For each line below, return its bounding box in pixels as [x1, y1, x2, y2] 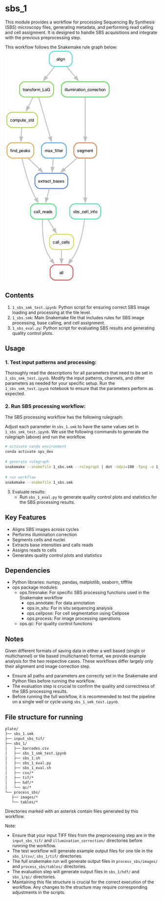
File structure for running [5, 713, 83, 721]
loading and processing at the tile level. [12, 309, 91, 315]
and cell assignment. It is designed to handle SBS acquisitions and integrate [5, 29, 158, 35]
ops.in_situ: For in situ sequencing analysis [26, 605, 113, 611]
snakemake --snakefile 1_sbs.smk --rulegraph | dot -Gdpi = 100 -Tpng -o [5, 465, 154, 470]
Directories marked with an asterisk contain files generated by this [5, 808, 139, 814]
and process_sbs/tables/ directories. [12, 863, 87, 869]
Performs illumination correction [12, 532, 77, 537]
